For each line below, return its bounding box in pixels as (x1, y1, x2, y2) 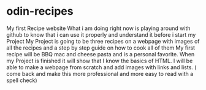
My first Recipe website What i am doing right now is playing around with (6, 24, 191, 32)
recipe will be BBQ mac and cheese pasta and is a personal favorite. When (6, 50, 195, 58)
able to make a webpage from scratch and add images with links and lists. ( (6, 63, 197, 71)
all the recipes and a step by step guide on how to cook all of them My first (6, 44, 195, 51)
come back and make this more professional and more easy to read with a (6, 70, 194, 77)
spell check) (6, 77, 38, 84)
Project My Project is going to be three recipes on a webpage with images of (6, 37, 200, 45)
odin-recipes (6, 4, 74, 18)
